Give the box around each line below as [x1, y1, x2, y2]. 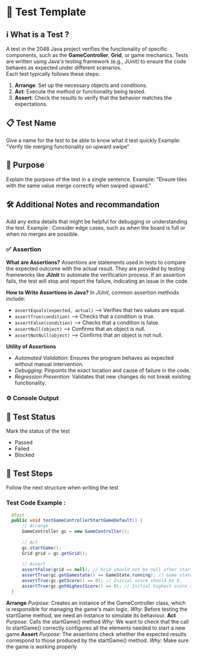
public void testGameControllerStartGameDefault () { [11, 517, 143, 524]
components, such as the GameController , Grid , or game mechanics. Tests [6, 52, 189, 58]
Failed [14, 445, 30, 452]
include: [6, 295, 26, 302]
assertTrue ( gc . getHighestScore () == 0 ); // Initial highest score [21, 583, 188, 589]
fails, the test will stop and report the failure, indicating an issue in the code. [6, 277, 189, 285]
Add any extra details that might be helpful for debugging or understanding [6, 218, 188, 225]
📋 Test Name [6, 118, 57, 128]
